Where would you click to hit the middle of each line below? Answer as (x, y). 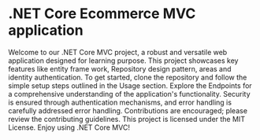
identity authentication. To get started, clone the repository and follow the (128, 77)
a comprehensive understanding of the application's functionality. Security (129, 94)
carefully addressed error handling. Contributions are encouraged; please (128, 110)
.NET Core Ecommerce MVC (102, 14)
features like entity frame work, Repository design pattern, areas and (120, 68)
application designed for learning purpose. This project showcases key (123, 61)
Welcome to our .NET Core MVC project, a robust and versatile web (118, 52)
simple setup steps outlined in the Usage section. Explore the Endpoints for (130, 85)
